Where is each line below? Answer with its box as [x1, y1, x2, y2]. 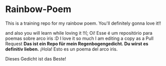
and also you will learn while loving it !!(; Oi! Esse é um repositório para [5, 30, 153, 36]
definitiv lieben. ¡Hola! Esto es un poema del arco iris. [5, 46, 118, 52]
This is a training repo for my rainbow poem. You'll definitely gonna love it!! [5, 20, 161, 26]
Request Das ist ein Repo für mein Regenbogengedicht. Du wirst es [5, 40, 148, 46]
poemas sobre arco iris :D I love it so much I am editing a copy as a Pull [5, 35, 154, 41]
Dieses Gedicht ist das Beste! [5, 55, 67, 61]
